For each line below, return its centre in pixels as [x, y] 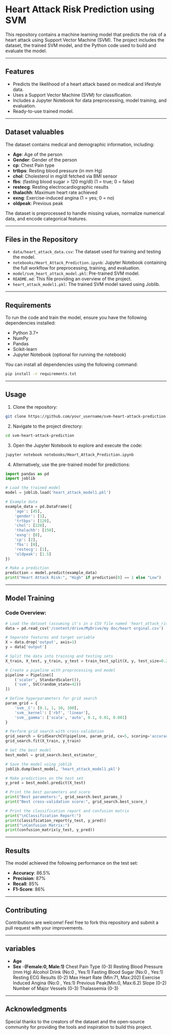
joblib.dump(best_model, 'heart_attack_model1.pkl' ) [63, 769]
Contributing [26, 910]
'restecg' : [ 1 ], [32, 549]
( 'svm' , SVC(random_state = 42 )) [48, 685]
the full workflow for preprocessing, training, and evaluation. [77, 268]
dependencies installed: [30, 323]
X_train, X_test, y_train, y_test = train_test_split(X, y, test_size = [83, 661]
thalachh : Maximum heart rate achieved [55, 192]
